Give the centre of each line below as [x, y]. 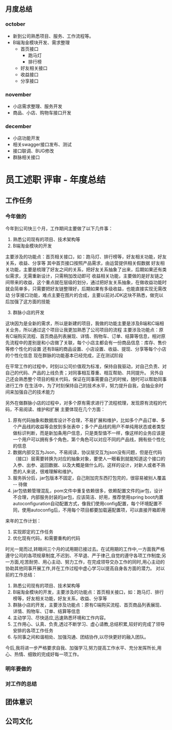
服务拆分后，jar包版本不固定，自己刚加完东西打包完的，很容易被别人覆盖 [89, 478]
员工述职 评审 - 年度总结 [56, 180]
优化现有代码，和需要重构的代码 [46, 538]
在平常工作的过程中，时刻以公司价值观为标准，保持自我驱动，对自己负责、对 [86, 366]
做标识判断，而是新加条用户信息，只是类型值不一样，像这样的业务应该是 [89, 433]
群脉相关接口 [26, 157]
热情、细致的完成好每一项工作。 [48, 654]
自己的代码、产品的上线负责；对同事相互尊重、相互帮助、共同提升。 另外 [82, 373]
